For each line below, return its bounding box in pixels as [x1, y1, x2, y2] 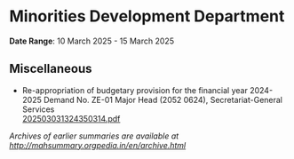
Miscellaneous [9, 61, 92, 76]
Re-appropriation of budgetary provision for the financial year [21, 84, 249, 95]
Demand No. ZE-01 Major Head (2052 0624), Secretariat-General [43, 94, 282, 105]
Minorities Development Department [9, 6, 285, 27]
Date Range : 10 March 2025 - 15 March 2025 [9, 36, 175, 46]
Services [21, 104, 55, 115]
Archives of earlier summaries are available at [9, 131, 179, 141]
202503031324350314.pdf [21, 113, 121, 123]
